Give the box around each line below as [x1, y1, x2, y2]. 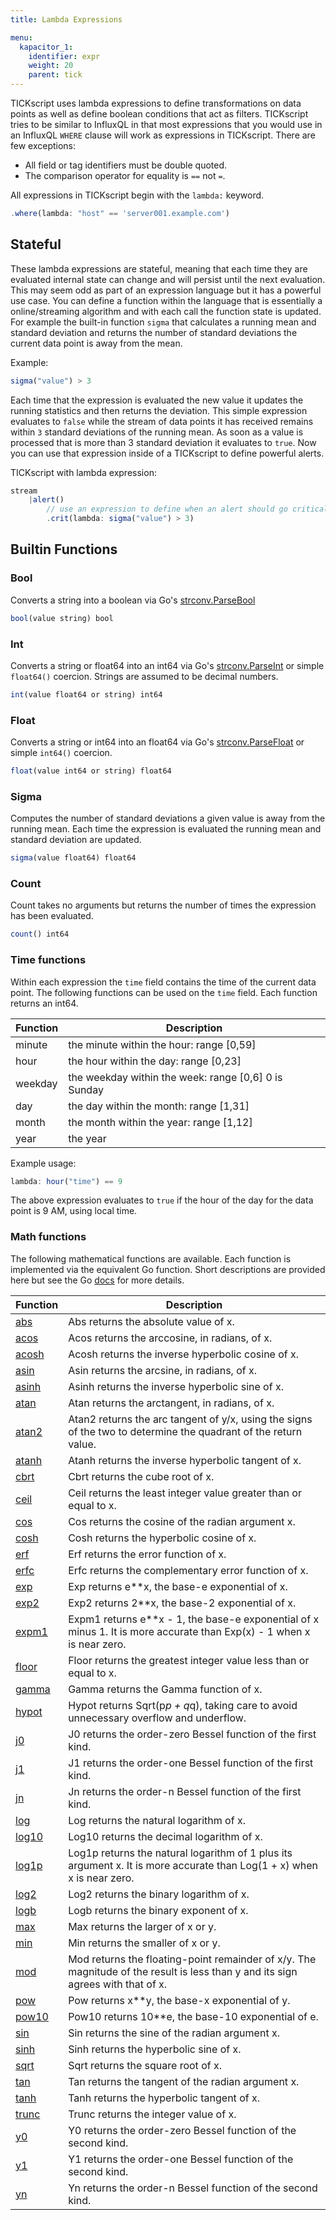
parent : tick [28, 70, 83, 80]
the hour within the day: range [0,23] [68, 1054, 242, 1068]
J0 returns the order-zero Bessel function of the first [68, 1727, 317, 1741]
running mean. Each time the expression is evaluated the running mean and [10, 823, 322, 835]
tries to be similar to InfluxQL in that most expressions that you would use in [10, 119, 323, 130]
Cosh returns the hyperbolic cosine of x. [68, 1531, 257, 1545]
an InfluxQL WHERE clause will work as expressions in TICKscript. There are [10, 129, 316, 141]
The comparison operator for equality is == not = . [24, 170, 226, 181]
